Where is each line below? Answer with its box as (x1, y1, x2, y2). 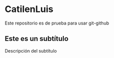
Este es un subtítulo (5, 34, 69, 43)
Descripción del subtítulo (5, 47, 57, 53)
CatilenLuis (5, 3, 54, 15)
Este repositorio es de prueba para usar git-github (5, 20, 109, 26)
